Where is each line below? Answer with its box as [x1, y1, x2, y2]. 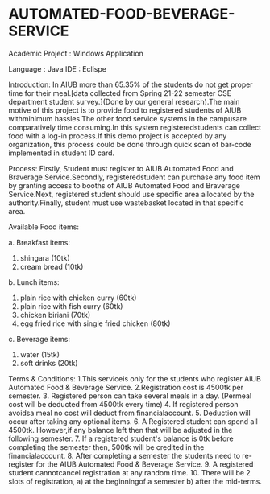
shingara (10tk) [19, 253, 70, 262]
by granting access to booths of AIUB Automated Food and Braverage [8, 180, 240, 190]
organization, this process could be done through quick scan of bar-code [8, 139, 251, 149]
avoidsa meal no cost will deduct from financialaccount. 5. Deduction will [8, 408, 251, 418]
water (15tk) [19, 349, 60, 359]
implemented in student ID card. [8, 148, 115, 158]
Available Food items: [8, 222, 79, 232]
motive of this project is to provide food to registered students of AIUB [8, 105, 242, 115]
